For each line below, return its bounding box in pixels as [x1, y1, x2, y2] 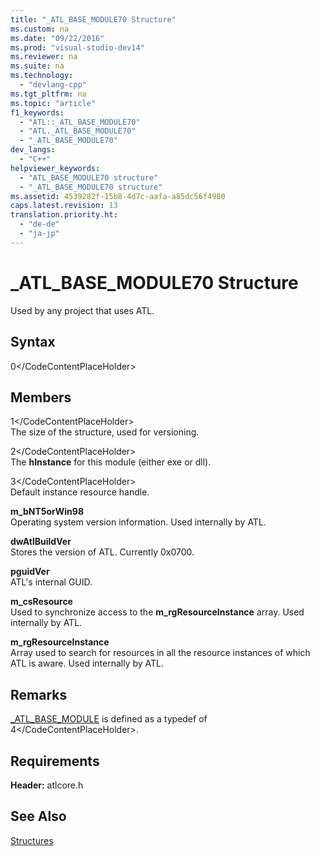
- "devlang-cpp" [19, 80, 87, 90]
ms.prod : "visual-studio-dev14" [10, 42, 145, 53]
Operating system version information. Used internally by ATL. [10, 516, 267, 528]
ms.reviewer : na [10, 52, 78, 62]
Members [10, 389, 72, 406]
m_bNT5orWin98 [10, 506, 84, 518]
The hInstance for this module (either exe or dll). [10, 456, 212, 468]
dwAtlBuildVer [10, 536, 72, 548]
